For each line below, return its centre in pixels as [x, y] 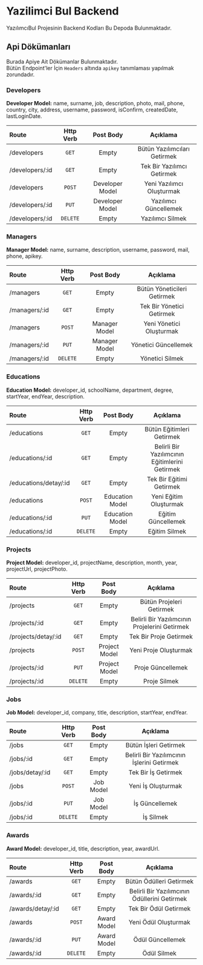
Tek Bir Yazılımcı [164, 166]
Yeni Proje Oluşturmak [161, 650]
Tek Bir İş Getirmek [155, 772]
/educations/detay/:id [40, 482]
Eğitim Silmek [167, 531]
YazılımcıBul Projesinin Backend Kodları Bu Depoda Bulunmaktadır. [89, 28]
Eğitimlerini [167, 461]
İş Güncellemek [156, 803]
